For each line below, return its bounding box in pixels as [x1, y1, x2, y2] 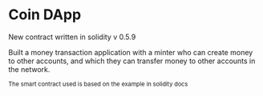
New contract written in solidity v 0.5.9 [8, 32, 136, 42]
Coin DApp [8, 6, 82, 24]
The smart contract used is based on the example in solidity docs [8, 80, 188, 88]
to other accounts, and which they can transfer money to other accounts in [8, 56, 256, 66]
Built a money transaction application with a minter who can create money [8, 47, 253, 57]
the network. [8, 64, 51, 74]
